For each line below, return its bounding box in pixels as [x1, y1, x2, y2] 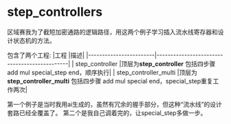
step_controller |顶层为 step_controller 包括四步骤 [75, 59, 216, 68]
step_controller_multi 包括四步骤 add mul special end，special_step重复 [7, 76, 213, 85]
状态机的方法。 [12, 36, 56, 45]
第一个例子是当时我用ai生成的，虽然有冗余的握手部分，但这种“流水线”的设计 [7, 100, 222, 108]
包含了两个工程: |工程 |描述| [7, 51, 85, 59]
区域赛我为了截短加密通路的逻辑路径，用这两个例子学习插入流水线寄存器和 [7, 28, 218, 36]
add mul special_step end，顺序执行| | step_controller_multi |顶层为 [7, 68, 198, 76]
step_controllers [7, 4, 103, 20]
